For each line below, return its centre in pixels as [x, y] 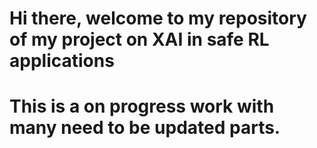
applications [62, 61]
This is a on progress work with [142, 106]
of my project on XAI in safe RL [139, 39]
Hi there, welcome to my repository [158, 18]
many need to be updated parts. [145, 128]
